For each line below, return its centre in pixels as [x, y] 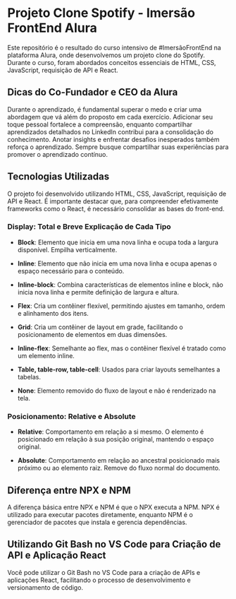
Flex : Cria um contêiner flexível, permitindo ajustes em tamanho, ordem [121, 306]
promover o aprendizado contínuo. [57, 154]
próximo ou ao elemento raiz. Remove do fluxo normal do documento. [119, 468]
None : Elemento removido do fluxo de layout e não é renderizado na [117, 391]
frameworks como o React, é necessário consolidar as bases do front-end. [116, 208]
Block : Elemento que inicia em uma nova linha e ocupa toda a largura [118, 242]
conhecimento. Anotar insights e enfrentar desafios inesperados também [113, 139]
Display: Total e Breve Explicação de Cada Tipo [89, 227]
